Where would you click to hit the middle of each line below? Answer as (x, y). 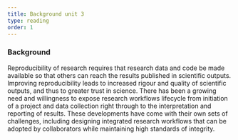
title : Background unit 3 (46, 14)
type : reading (29, 21)
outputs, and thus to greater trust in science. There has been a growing (112, 91)
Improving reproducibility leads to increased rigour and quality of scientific (117, 83)
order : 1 (20, 27)
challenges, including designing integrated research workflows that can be (117, 121)
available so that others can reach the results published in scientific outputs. (119, 75)
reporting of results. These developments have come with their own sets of (118, 113)
